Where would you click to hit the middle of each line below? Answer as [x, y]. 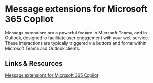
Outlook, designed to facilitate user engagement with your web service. [77, 38]
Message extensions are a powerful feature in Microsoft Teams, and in [76, 33]
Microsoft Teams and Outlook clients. [43, 48]
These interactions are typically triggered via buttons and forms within [76, 43]
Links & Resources [34, 63]
